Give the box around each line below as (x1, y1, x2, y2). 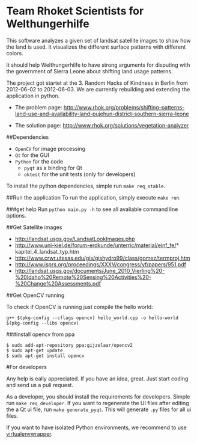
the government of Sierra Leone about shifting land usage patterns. (6, 67, 173, 75)
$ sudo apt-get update (6, 347, 63, 353)
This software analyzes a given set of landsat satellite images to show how (6, 37, 191, 44)
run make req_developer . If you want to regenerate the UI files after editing (6, 399, 189, 406)
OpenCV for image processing (14, 145, 86, 152)
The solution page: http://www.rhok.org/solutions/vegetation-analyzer (14, 121, 189, 129)
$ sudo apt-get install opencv (6, 353, 85, 359)
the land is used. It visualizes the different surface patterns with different (6, 43, 186, 50)
